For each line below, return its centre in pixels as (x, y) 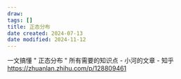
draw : (15, 14)
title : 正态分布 (29, 27)
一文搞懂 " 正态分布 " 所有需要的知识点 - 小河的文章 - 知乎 (90, 61)
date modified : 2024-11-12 (47, 40)
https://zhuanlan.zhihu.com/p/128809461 (67, 69)
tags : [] (20, 20)
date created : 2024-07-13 (45, 33)
